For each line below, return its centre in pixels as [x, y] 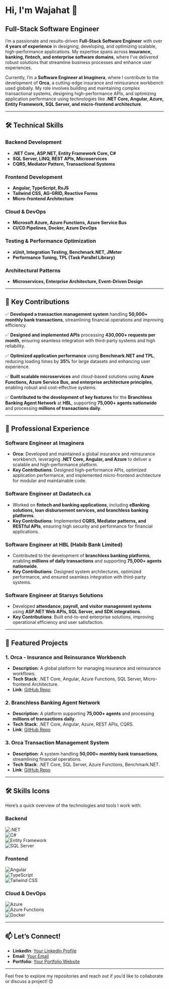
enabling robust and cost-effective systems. [51, 387]
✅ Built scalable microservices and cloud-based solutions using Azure [80, 376]
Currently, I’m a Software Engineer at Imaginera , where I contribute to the [82, 77]
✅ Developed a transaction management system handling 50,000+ [76, 314]
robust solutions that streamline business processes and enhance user [78, 62]
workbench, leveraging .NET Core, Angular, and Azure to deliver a [82, 459]
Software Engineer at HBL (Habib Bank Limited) [64, 544]
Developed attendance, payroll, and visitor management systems [82, 606]
